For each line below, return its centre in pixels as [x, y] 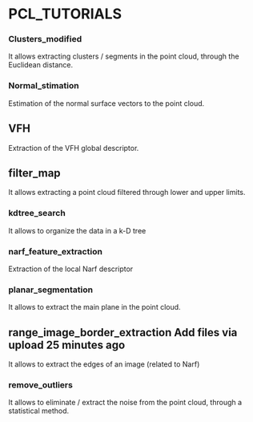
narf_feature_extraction [55, 251]
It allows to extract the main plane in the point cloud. [95, 307]
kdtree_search [37, 213]
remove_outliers [41, 385]
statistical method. [39, 411]
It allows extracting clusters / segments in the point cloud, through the [124, 56]
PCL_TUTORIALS [65, 14]
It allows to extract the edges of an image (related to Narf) [104, 364]
